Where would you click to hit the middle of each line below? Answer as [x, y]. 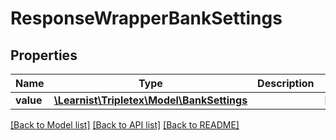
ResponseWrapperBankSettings [146, 18]
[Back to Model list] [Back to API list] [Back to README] [125, 125]
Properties [44, 55]
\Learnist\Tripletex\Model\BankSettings [150, 100]
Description [286, 83]
